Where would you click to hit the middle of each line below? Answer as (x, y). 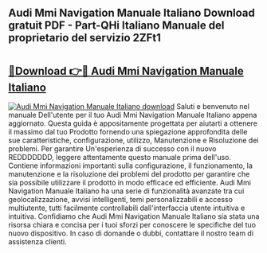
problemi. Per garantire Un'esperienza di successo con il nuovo (112, 149)
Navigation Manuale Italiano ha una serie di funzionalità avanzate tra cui (126, 191)
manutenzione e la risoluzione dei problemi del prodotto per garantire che (129, 174)
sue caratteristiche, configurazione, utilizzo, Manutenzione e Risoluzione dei (133, 140)
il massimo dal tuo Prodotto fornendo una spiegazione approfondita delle (128, 132)
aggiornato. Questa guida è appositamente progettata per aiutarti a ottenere (133, 123)
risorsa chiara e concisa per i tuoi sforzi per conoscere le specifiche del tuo (132, 225)
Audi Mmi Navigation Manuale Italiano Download (132, 13)
